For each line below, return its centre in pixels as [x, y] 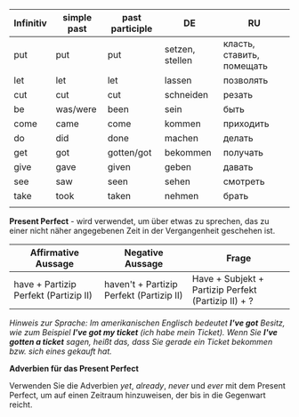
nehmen [182, 196]
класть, [239, 44]
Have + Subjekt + [228, 279]
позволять [246, 80]
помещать [246, 66]
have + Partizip [45, 284]
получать [243, 152]
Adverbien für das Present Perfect [74, 369]
